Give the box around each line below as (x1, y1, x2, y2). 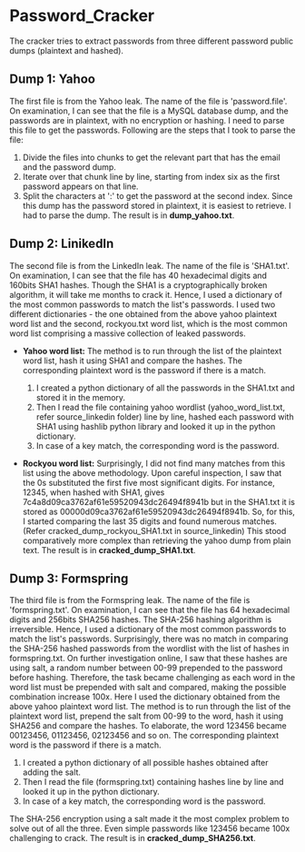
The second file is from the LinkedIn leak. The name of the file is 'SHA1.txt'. (9, 260, 290, 271)
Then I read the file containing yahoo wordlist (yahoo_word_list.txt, (35, 401, 286, 412)
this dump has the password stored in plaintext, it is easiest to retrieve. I (22, 200, 292, 211)
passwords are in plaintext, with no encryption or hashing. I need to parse (9, 114, 285, 125)
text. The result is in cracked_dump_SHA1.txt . (22, 544, 196, 555)
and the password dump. (22, 161, 116, 173)
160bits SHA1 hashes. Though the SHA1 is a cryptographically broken (9, 279, 268, 291)
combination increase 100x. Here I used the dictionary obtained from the (9, 691, 280, 702)
